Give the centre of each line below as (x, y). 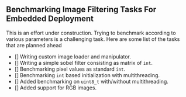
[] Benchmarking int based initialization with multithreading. (87, 75)
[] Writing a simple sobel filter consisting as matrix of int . (84, 63)
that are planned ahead (34, 45)
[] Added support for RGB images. (56, 88)
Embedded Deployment (50, 19)
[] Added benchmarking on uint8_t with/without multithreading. (91, 81)
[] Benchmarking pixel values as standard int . (70, 69)
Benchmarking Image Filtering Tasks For (81, 10)
